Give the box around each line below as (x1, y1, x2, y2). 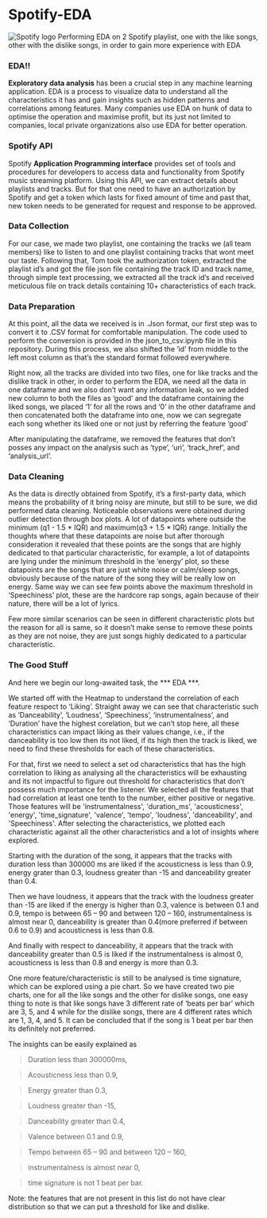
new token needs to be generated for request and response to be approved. (8, 200, 257, 210)
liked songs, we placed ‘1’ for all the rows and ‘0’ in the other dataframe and (8, 402, 256, 411)
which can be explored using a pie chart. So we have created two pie (8, 981, 234, 991)
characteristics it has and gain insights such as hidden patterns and (8, 95, 230, 105)
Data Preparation (8, 301, 75, 312)
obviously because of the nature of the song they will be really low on (8, 574, 236, 583)
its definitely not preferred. (8, 1024, 96, 1033)
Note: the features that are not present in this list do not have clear (8, 1193, 226, 1203)
